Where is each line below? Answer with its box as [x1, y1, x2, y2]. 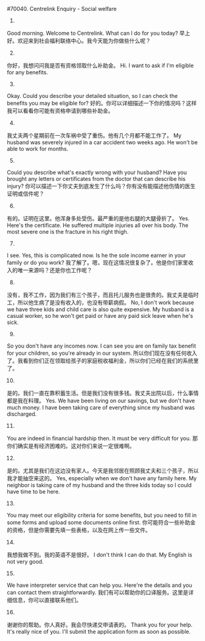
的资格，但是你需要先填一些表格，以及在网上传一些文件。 [7, 527, 151, 533]
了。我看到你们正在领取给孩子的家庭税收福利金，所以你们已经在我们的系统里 [7, 357, 199, 364]
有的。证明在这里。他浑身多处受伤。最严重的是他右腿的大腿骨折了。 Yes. [7, 215, 190, 222]
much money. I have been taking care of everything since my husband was [7, 404, 195, 411]
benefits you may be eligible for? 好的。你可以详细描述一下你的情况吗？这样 [7, 100, 197, 107]
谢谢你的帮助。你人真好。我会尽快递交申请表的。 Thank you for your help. [7, 621, 193, 628]
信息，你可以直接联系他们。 [12, 597, 82, 603]
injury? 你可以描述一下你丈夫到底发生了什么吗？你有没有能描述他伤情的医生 [7, 183, 196, 189]
